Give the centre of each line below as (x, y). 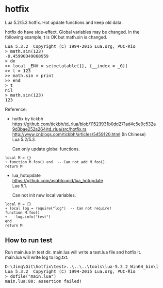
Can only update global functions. (46, 149)
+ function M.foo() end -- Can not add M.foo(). (56, 162)
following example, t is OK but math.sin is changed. (56, 37)
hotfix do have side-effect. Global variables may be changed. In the (72, 32)
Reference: (16, 109)
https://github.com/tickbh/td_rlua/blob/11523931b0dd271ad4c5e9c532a (84, 124)
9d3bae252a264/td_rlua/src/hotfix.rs (49, 129)
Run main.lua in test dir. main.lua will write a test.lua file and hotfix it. (73, 252)
